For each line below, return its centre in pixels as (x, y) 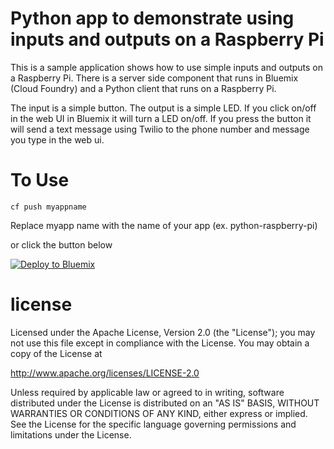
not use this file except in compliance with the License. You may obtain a (160, 343)
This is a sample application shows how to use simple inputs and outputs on (167, 67)
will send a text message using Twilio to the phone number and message (160, 129)
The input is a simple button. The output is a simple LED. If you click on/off (163, 108)
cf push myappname (48, 207)
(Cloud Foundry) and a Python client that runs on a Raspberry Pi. (143, 88)
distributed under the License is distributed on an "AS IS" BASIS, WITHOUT (165, 403)
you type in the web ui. (57, 139)
